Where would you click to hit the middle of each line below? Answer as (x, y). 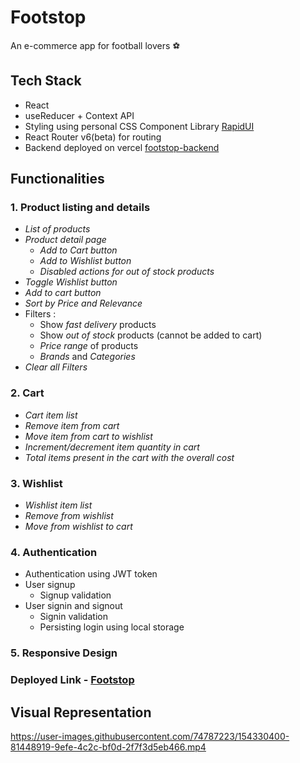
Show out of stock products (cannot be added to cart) (151, 335)
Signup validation (75, 595)
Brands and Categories (87, 357)
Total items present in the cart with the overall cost (129, 457)
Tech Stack (46, 81)
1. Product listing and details (80, 208)
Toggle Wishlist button (71, 282)
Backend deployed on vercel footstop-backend (122, 147)
